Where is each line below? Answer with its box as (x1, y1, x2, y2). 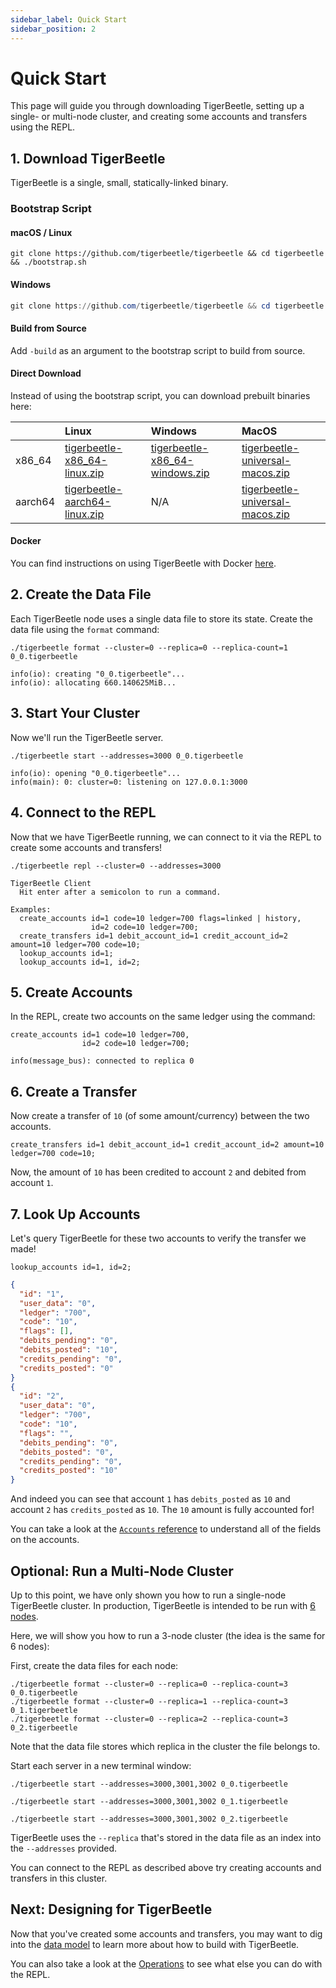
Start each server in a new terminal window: (10, 1760, 192, 1771)
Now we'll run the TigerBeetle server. (10, 731, 164, 743)
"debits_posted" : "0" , (19, 1447, 114, 1457)
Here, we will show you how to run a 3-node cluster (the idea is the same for (10, 1630, 326, 1641)
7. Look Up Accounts (10, 1206, 141, 1223)
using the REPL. (10, 121, 76, 133)
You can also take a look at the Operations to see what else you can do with (10, 1957, 323, 1970)
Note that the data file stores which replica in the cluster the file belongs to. (10, 1741, 321, 1752)
